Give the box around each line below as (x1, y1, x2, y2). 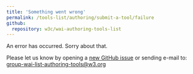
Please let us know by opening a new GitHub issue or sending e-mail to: (6, 54, 188, 61)
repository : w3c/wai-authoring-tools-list (12, 25, 122, 32)
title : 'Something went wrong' (6, 8, 86, 15)
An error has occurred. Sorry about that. (6, 42, 108, 50)
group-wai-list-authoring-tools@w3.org (6, 61, 106, 68)
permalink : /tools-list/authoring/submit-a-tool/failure (6, 15, 155, 21)
